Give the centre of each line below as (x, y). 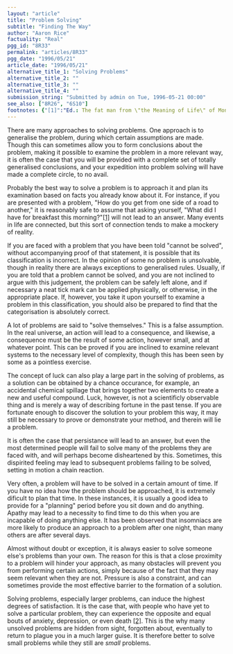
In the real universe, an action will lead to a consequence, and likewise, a (111, 332)
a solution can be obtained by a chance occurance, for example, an (103, 383)
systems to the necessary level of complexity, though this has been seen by (115, 354)
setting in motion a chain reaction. (56, 470)
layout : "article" (34, 14)
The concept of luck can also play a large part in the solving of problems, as (116, 375)
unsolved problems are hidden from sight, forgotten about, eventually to (110, 628)
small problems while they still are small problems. (79, 643)
